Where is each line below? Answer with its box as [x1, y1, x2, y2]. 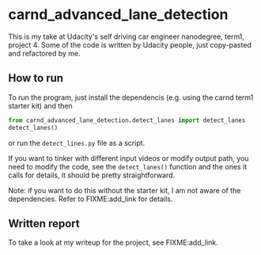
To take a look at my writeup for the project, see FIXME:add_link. [8, 238, 219, 247]
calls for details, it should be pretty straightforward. [8, 170, 176, 180]
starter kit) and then [8, 101, 73, 110]
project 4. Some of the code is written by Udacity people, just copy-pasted [8, 40, 252, 49]
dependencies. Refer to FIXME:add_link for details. [8, 194, 173, 204]
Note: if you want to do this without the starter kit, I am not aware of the [8, 185, 241, 195]
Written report [8, 216, 81, 230]
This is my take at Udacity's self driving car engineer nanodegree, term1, [8, 32, 245, 41]
